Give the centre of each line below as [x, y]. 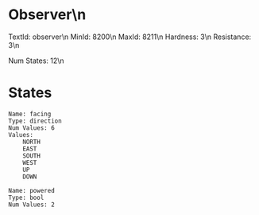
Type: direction [35, 121]
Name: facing [30, 114]
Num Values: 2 [32, 205]
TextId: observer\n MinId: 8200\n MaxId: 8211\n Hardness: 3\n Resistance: [130, 37]
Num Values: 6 [32, 128]
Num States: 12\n [37, 61]
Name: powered [32, 190]
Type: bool [26, 197]
